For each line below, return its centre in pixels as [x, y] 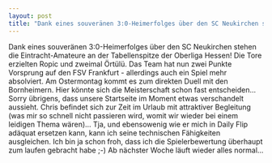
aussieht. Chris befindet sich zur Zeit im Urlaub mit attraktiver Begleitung [130, 107]
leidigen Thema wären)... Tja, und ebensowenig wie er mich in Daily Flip [128, 124]
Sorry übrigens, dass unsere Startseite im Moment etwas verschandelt [126, 98]
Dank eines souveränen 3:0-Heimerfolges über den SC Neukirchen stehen [132, 46]
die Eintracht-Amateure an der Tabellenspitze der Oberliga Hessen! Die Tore [135, 55]
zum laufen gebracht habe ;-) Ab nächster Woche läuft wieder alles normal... [136, 150]
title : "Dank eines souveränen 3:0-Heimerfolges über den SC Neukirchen [134, 24]
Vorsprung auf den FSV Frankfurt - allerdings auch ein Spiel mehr [118, 72]
